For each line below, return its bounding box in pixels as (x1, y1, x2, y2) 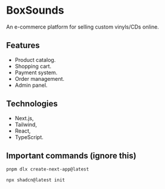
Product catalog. (14, 56, 56, 63)
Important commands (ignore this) (6, 150, 137, 160)
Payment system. (14, 69, 58, 76)
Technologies (6, 99, 58, 109)
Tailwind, (14, 121, 38, 128)
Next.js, (14, 114, 34, 122)
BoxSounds (6, 4, 64, 17)
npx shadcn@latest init (6, 177, 66, 183)
